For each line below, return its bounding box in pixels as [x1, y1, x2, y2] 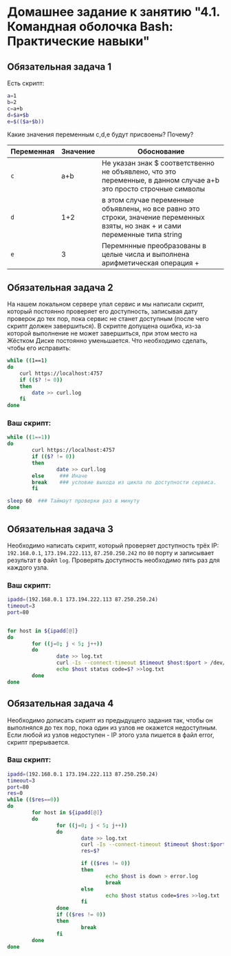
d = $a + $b [7, 112, 30, 118]
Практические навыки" [7, 34, 150, 49]
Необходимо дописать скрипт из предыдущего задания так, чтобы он [7, 716, 213, 724]
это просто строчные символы [102, 184, 206, 194]
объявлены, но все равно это [102, 204, 201, 214]
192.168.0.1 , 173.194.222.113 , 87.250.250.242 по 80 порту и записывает [7, 548, 214, 557]
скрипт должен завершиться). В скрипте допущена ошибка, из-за [7, 322, 201, 331]
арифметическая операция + [102, 258, 199, 268]
